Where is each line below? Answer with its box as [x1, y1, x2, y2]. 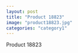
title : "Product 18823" [6, 14, 65, 20]
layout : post [6, 8, 38, 15]
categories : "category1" [6, 25, 67, 31]
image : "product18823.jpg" [6, 19, 73, 25]
